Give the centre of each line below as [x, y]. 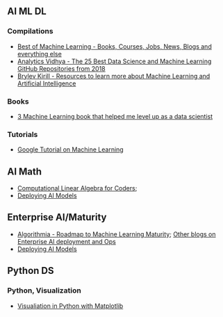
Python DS [31, 271]
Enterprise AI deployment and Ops [67, 241]
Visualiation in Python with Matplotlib [70, 306]
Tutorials [23, 134]
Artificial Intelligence [47, 83]
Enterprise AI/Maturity [57, 217]
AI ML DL [27, 11]
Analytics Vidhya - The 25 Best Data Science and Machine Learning [114, 61]
